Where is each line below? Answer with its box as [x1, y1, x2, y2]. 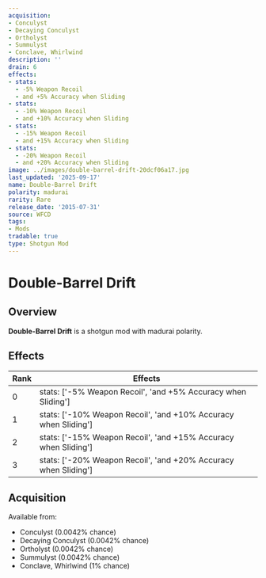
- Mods [8, 225, 30, 234]
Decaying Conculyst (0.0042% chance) [19, 536, 150, 546]
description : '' [8, 56, 62, 64]
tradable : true [8, 233, 59, 241]
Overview [8, 306, 58, 319]
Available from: [8, 512, 57, 522]
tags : [8, 218, 26, 226]
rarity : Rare [8, 196, 51, 203]
